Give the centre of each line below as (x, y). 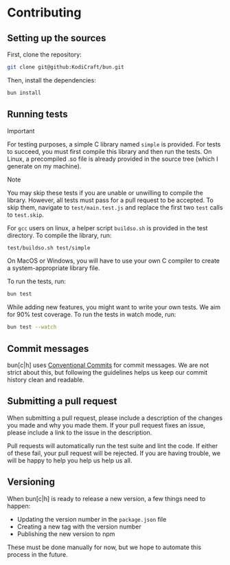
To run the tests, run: (37, 281)
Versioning (31, 482)
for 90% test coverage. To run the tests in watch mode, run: (92, 315)
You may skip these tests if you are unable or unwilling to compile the (105, 192)
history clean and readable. (46, 380)
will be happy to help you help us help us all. (70, 460)
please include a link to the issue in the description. (80, 432)
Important (21, 131)
